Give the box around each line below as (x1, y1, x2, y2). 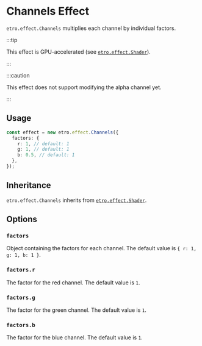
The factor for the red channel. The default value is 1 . (6, 279, 140, 286)
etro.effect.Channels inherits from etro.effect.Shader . (6, 196, 147, 204)
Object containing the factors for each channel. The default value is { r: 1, (6, 245, 197, 252)
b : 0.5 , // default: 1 (17, 152, 75, 158)
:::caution (6, 71, 31, 79)
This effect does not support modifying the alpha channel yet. (6, 84, 162, 91)
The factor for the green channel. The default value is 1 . (6, 306, 146, 314)
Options (6, 214, 38, 225)
